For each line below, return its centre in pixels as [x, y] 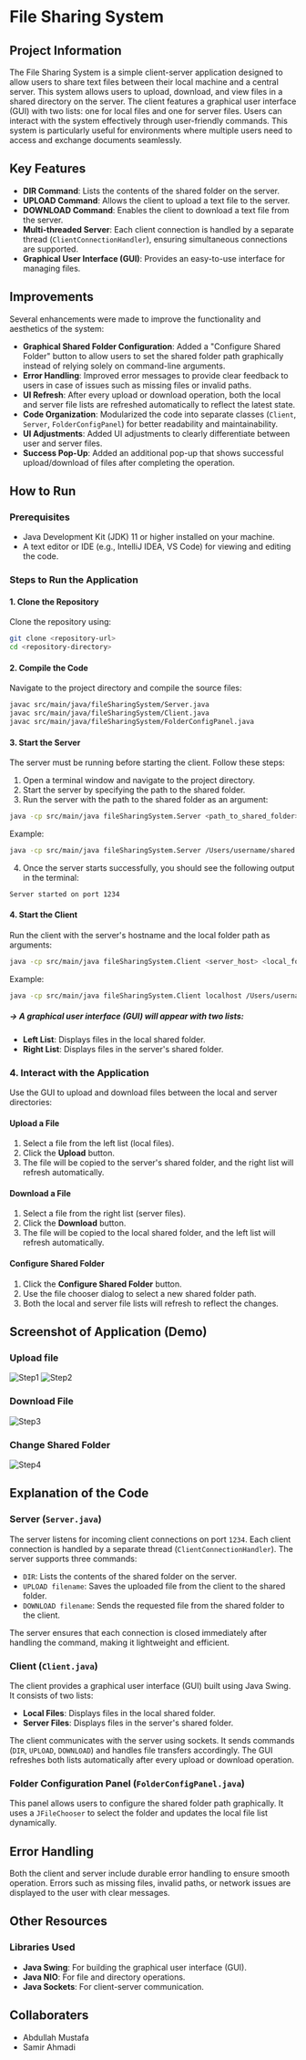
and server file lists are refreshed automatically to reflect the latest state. [159, 404]
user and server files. [62, 443]
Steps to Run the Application [74, 580]
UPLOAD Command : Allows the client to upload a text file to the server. [156, 200]
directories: [31, 1102]
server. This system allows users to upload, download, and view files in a [146, 92]
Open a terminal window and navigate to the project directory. [139, 781]
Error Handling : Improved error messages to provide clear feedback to [155, 375]
